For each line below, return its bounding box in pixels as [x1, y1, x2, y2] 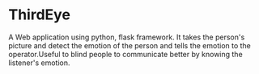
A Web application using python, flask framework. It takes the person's [8, 32, 245, 42]
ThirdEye [8, 6, 71, 24]
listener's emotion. [8, 58, 70, 68]
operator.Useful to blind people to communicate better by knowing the [8, 49, 243, 59]
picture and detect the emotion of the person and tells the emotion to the [8, 40, 251, 50]
